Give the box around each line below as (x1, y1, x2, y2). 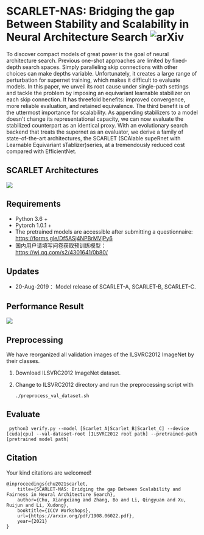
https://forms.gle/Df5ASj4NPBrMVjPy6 (15, 234, 113, 242)
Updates (6, 266, 40, 276)
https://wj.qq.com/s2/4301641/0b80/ (15, 248, 108, 256)
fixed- (172, 57, 188, 64)
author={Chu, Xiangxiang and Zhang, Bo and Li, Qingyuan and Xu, (17, 497, 187, 503)
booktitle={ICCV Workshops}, (17, 508, 91, 514)
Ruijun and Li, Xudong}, (6, 502, 69, 508)
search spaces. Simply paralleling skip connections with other (22, 63, 178, 71)
